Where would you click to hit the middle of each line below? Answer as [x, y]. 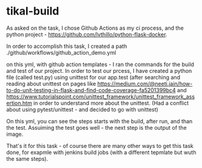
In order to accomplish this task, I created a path [67, 46]
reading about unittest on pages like [51, 84]
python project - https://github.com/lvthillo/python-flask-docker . [87, 34]
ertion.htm [19, 103]
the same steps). [27, 158]
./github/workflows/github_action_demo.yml [61, 52]
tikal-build [33, 11]
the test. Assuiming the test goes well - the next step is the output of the [96, 127]
